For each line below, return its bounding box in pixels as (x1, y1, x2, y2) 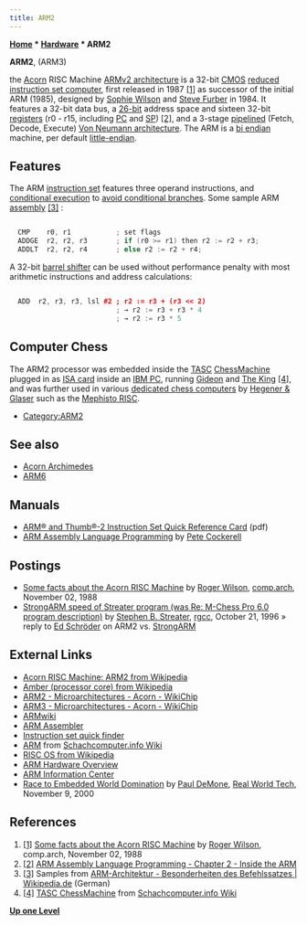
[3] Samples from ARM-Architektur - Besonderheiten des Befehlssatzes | (22, 867, 298, 878)
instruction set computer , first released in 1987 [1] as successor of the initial (9, 83, 294, 94)
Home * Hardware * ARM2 (9, 38, 111, 49)
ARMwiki (22, 710, 57, 721)
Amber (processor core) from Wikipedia (22, 681, 174, 692)
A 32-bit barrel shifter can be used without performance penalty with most (9, 261, 291, 272)
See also (9, 436, 59, 452)
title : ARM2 (9, 13, 55, 23)
